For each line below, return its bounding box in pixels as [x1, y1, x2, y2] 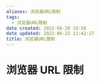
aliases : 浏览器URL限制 [6, 8, 61, 15]
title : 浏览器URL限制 [6, 36, 55, 42]
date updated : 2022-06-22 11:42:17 [6, 31, 95, 37]
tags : [6, 14, 20, 20]
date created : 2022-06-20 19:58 [6, 25, 86, 31]
